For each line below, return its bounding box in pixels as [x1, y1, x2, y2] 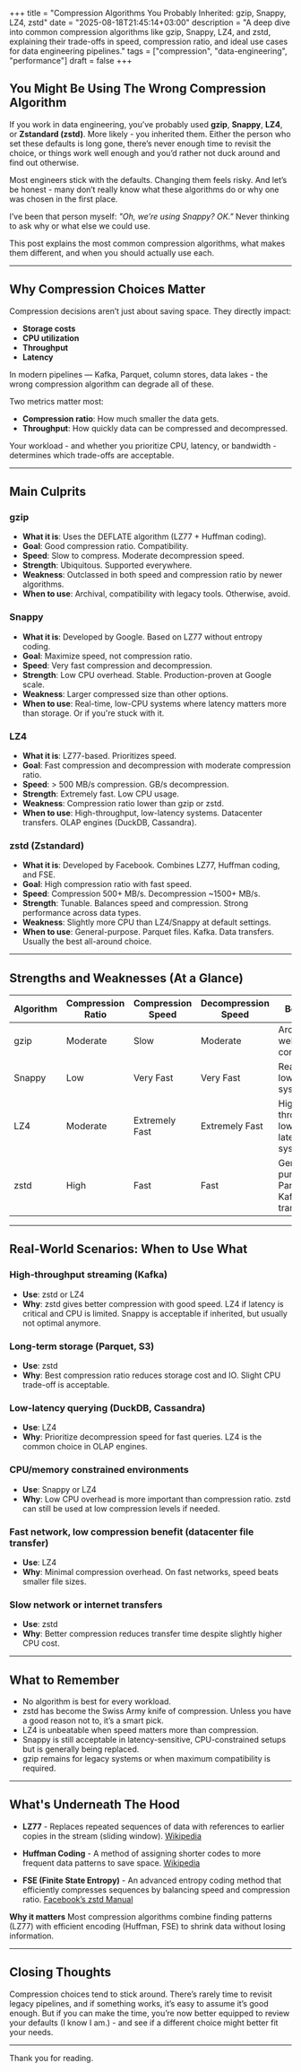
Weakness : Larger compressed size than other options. [21, 688, 228, 699]
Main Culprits [9, 484, 87, 500]
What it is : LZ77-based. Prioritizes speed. [21, 750, 177, 761]
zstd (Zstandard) [9, 839, 85, 851]
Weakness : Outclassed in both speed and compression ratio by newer [21, 570, 283, 580]
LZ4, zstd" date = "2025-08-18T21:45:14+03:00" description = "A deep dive [9, 17, 291, 28]
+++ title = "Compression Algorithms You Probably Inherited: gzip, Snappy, [9, 8, 287, 18]
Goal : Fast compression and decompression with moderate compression [21, 760, 291, 770]
